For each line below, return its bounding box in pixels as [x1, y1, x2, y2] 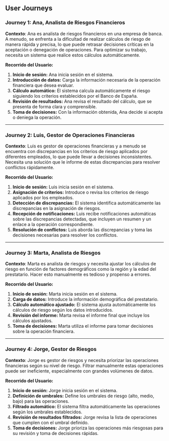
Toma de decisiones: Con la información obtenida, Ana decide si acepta [12, 109, 163, 115]
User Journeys [5, 4, 53, 13]
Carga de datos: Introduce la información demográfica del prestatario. [12, 297, 159, 303]
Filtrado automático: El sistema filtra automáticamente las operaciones [12, 403, 160, 409]
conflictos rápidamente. [5, 164, 54, 170]
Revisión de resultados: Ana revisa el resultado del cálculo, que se [12, 98, 152, 104]
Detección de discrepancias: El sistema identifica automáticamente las [12, 200, 161, 206]
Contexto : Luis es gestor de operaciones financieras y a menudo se [5, 143, 146, 149]
